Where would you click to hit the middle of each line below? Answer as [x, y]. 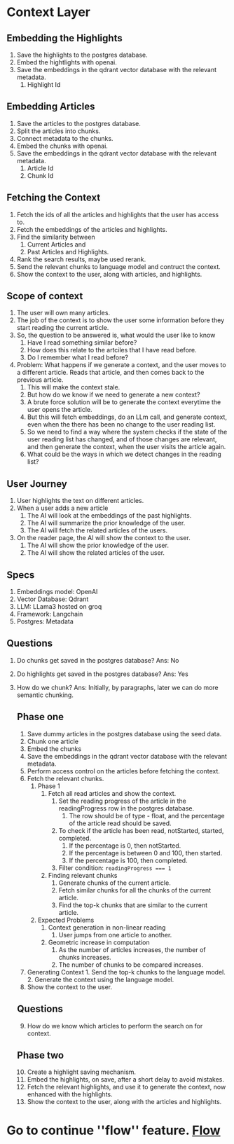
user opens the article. [60, 410]
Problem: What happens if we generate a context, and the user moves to [121, 365]
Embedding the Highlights [65, 38]
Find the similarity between [56, 237]
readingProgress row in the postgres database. [126, 808]
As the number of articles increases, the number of [132, 949]
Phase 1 [49, 786]
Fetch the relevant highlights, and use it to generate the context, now [126, 1087]
